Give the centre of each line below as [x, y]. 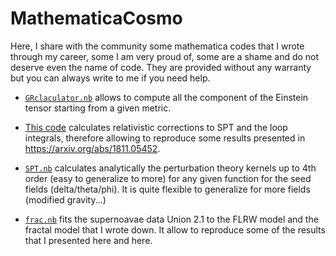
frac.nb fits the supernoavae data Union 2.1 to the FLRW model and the [171, 219]
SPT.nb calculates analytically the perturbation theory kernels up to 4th [170, 168]
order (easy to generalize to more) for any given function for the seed [168, 178]
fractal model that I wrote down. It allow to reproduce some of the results [175, 229]
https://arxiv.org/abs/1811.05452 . [92, 148]
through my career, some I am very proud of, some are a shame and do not [165, 56]
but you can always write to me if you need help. [110, 78]
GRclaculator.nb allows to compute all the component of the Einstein [166, 97]
